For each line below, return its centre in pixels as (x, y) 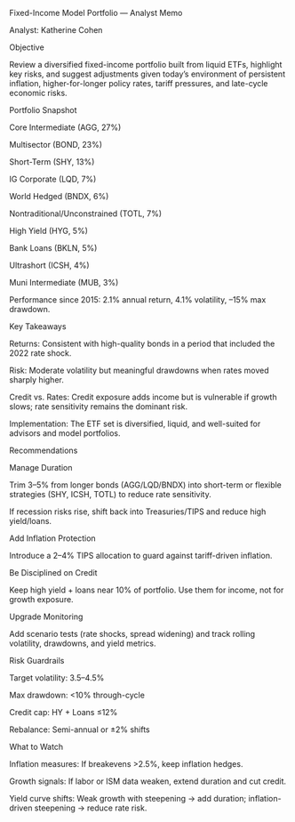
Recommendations (44, 450)
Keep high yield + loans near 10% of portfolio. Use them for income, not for (147, 590)
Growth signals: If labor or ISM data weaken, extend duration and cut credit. (148, 781)
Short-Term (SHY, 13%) (52, 162)
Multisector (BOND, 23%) (56, 145)
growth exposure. (41, 599)
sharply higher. (36, 380)
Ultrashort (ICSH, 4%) (50, 265)
